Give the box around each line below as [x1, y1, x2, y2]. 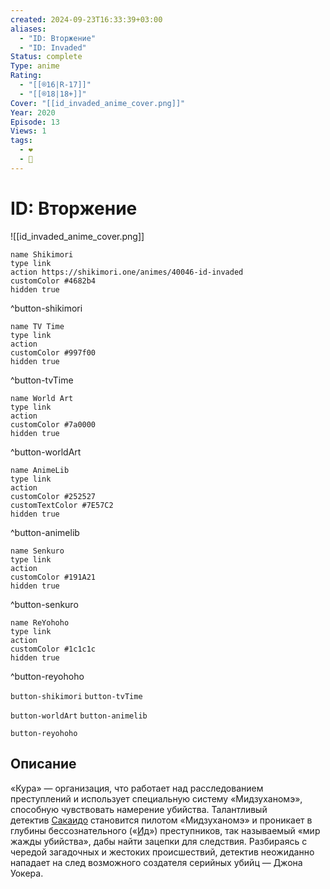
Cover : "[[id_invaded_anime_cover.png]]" [10, 98, 186, 108]
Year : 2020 [10, 107, 56, 118]
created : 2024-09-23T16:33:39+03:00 [10, 14, 163, 25]
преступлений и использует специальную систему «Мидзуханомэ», [10, 792, 303, 805]
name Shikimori [10, 249, 74, 260]
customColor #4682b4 [10, 276, 97, 286]
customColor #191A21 [10, 572, 97, 582]
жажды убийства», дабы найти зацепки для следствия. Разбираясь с [10, 835, 308, 847]
